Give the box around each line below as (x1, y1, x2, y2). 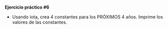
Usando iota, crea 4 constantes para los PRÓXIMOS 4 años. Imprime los (12, 14, 163, 19)
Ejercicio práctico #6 (5, 4, 49, 10)
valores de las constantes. (12, 19, 67, 25)
